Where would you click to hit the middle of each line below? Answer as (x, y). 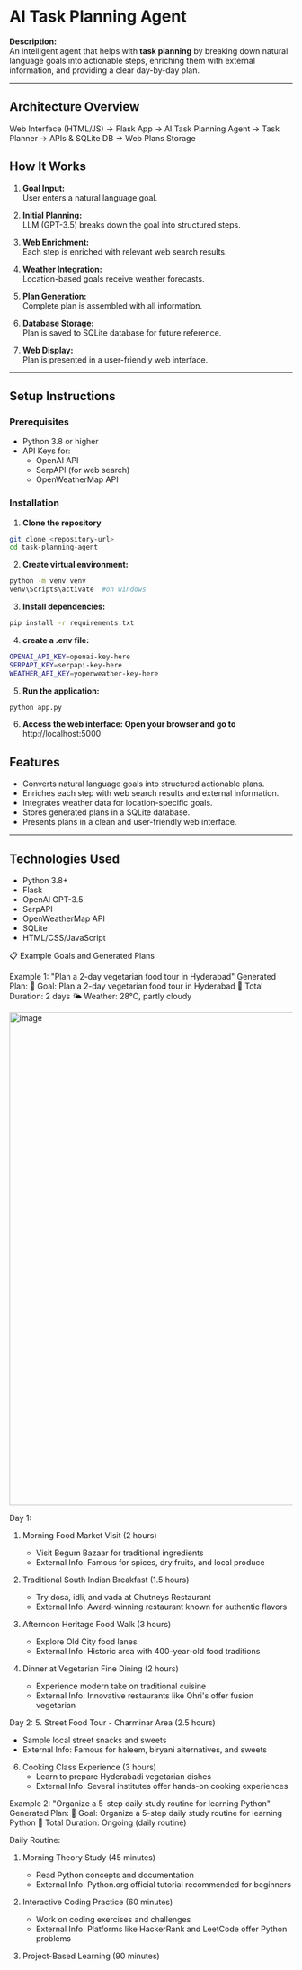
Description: (33, 41)
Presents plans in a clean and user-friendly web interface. (129, 822)
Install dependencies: (64, 607)
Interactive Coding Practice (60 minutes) (98, 1902)
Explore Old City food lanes (86, 1642)
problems (53, 1939)
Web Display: (48, 350)
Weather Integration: (62, 269)
